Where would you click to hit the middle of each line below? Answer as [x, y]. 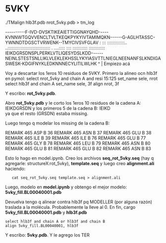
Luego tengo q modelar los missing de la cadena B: [57, 123]
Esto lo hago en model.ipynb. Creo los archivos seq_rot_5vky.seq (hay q [80, 158]
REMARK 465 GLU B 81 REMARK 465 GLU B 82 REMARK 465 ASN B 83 [78, 148]
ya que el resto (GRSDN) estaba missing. [47, 113]
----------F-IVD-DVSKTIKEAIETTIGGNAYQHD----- [57, 32]
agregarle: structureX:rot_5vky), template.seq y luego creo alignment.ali [80, 163]
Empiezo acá [117, 63]
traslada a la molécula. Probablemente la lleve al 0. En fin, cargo [70, 207]
